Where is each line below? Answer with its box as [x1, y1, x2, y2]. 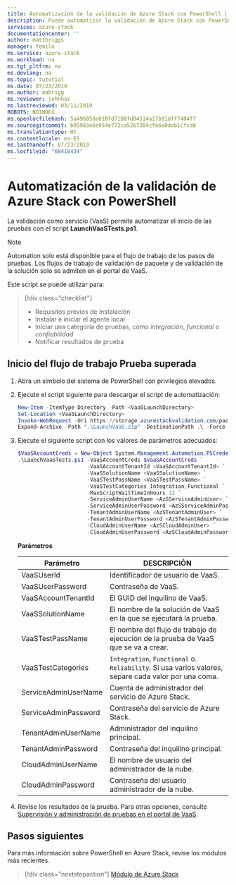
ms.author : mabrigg [7, 89, 65, 96]
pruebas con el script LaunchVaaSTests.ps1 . [7, 224, 138, 233]
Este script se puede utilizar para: [7, 280, 105, 288]
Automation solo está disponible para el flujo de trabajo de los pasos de [7, 251, 215, 260]
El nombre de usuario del [109, 755, 192, 765]
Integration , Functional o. [109, 654, 197, 664]
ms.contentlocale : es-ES [7, 135, 80, 142]
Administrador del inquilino [109, 724, 198, 733]
